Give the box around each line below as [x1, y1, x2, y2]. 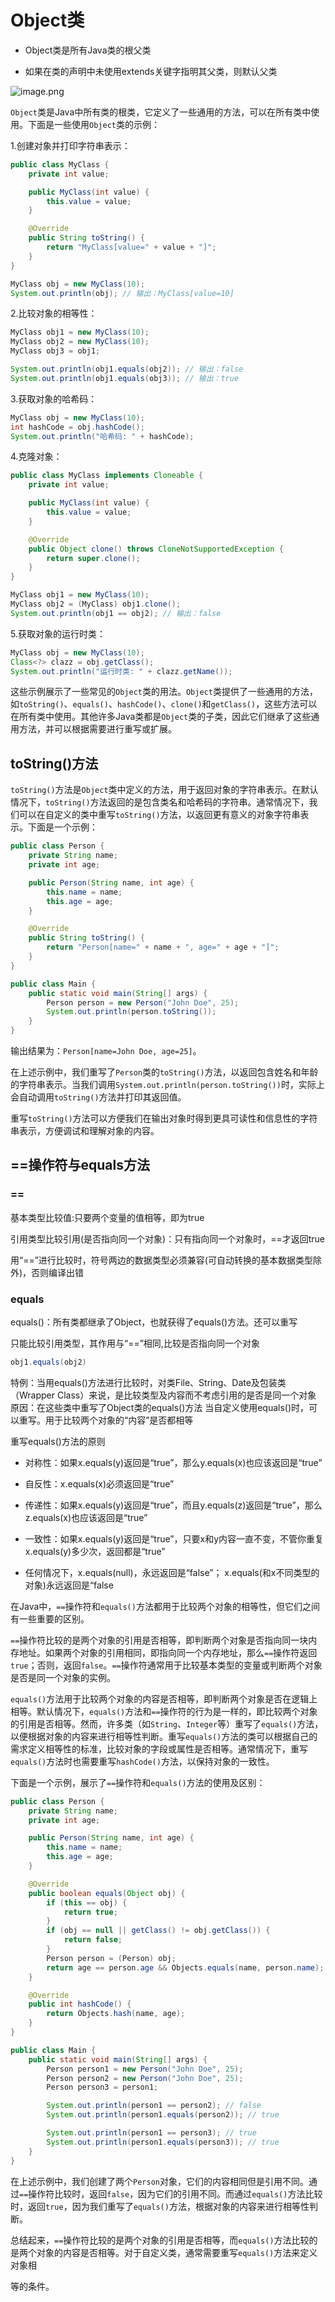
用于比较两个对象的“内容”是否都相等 [44, 1414, 194, 1426]
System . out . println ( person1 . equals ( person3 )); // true [46, 2137, 280, 2147]
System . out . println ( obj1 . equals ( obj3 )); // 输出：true [10, 373, 240, 383]
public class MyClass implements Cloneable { [10, 471, 203, 481]
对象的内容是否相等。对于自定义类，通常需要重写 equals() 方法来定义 [36, 2246, 318, 2258]
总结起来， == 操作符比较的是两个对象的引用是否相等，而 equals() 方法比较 [10, 2234, 310, 2246]
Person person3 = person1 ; [46, 2082, 159, 2093]
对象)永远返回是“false [24, 1579, 114, 1591]
